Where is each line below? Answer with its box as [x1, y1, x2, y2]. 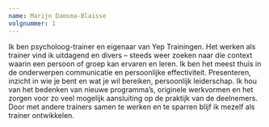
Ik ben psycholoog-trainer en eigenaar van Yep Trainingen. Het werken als [8, 41, 256, 51]
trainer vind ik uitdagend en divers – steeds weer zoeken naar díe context [8, 50, 253, 60]
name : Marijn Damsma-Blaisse [8, 11, 107, 20]
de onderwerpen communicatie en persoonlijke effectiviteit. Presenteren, [8, 67, 252, 77]
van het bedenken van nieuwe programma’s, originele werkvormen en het [8, 84, 254, 94]
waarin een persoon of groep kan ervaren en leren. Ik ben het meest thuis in [8, 58, 262, 69]
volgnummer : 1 [8, 19, 57, 28]
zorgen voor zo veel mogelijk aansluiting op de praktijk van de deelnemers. [8, 93, 258, 103]
